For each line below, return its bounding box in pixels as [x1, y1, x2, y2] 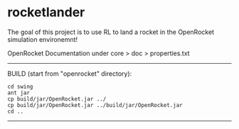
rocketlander [7, 4, 85, 21]
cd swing [7, 83, 33, 90]
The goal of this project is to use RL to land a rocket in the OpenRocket [7, 28, 215, 36]
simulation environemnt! [7, 35, 78, 43]
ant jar [7, 89, 31, 96]
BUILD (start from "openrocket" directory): [7, 69, 132, 78]
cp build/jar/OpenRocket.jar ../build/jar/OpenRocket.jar [7, 101, 183, 108]
